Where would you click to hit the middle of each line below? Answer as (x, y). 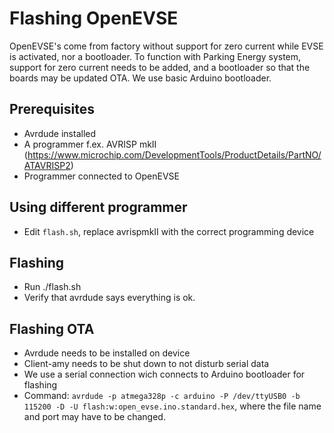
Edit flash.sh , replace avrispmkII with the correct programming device (169, 231)
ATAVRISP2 (47, 165)
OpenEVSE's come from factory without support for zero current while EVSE (166, 46)
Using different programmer (98, 207)
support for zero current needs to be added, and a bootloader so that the (160, 67)
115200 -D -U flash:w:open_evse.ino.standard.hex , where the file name (172, 406)
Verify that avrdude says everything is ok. (109, 298)
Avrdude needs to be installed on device (107, 353)
